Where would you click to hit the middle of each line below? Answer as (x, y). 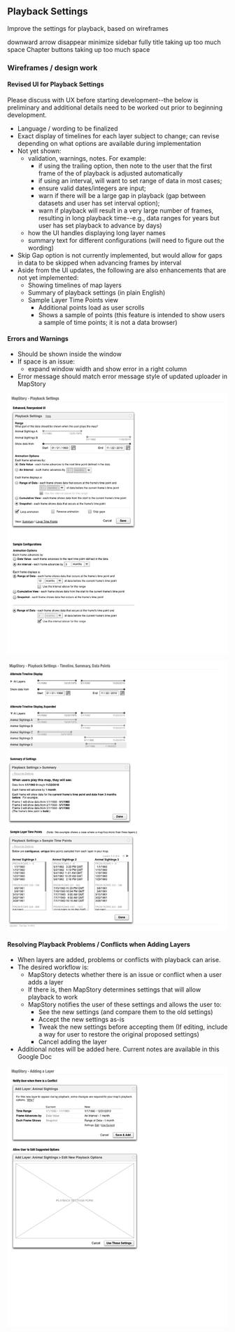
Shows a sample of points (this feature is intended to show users (131, 314)
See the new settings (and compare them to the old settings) (126, 1012)
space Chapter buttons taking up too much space (79, 49)
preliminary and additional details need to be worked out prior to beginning (115, 107)
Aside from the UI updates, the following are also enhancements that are (122, 270)
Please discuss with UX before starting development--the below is (103, 100)
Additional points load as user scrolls (91, 307)
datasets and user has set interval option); (99, 203)
